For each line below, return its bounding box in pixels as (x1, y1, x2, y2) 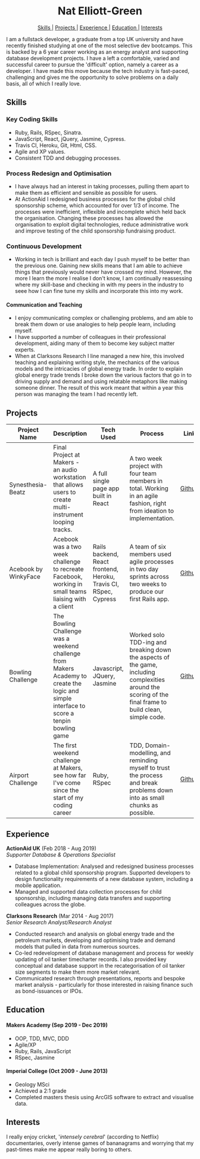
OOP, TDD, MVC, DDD (14, 1035, 70, 1042)
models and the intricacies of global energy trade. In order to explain (14, 365, 183, 372)
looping (53, 518, 74, 527)
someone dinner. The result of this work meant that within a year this (14, 384, 184, 392)
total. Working (129, 484, 168, 493)
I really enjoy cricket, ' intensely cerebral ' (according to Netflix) (6, 1133, 160, 1140)
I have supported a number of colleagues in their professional (14, 334, 166, 341)
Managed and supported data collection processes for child (14, 888, 162, 895)
